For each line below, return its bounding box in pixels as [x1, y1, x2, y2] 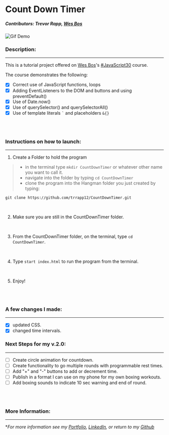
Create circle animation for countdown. [12, 357, 94, 363]
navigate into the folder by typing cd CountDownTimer [25, 175, 133, 181]
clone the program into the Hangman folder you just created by [25, 180, 156, 186]
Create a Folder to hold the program [12, 154, 87, 160]
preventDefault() [12, 93, 47, 99]
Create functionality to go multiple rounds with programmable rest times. [12, 362, 163, 368]
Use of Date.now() [12, 99, 51, 105]
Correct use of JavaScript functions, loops [12, 82, 101, 88]
